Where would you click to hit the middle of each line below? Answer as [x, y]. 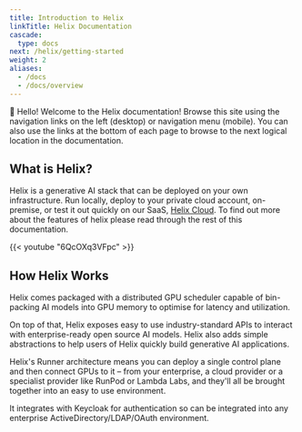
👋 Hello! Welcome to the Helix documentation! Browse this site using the [145, 111]
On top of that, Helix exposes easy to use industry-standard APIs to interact [151, 325]
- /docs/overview [50, 85]
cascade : [26, 35]
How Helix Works [59, 275]
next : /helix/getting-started [67, 52]
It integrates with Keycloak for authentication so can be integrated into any [149, 408]
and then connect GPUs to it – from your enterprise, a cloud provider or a [146, 372]
